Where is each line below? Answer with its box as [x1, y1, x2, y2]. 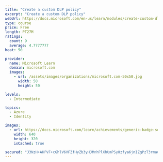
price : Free [5, 25, 29, 30]
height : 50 [17, 83, 40, 88]
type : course [5, 20, 32, 26]
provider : [5, 56, 25, 61]
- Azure [9, 110, 25, 115]
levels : [5, 92, 21, 97]
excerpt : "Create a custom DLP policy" [5, 12, 86, 16]
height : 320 [14, 136, 38, 141]
